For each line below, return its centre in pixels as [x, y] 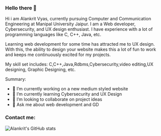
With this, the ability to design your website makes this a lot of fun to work [81, 50]
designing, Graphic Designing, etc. [40, 69]
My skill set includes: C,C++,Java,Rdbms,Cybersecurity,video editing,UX [79, 65]
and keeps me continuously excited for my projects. [58, 55]
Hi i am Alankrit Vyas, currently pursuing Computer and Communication [78, 19]
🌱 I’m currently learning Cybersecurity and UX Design [67, 94]
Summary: [16, 79]
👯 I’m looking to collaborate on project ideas [57, 99]
